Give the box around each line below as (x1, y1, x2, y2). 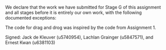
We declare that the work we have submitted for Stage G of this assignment (5, 4, 161, 10)
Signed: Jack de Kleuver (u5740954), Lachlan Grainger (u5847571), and (5, 34, 153, 40)
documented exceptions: (5, 15, 56, 20)
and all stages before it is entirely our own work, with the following (5, 9, 142, 15)
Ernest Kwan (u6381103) (5, 39, 55, 45)
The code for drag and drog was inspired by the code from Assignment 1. (5, 24, 156, 30)
